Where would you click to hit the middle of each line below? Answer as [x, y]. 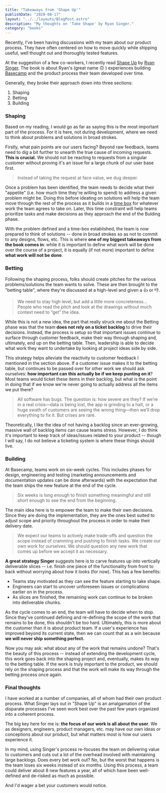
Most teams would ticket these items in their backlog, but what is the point [81, 379]
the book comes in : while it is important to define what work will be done [80, 245]
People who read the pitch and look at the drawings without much [84, 307]
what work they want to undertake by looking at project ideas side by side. [81, 348]
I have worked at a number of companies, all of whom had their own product [83, 698]
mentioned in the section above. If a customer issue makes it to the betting [81, 363]
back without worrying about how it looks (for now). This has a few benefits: [83, 572]
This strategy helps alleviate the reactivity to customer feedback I [72, 358]
